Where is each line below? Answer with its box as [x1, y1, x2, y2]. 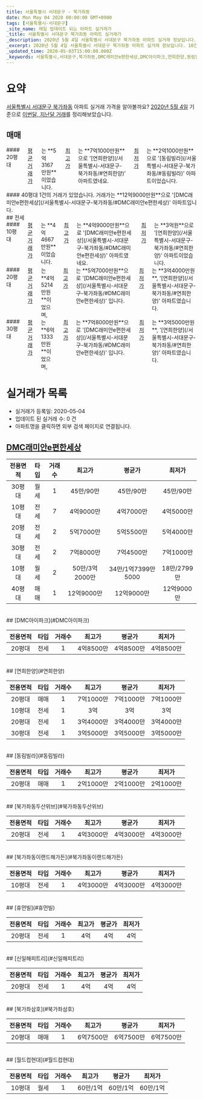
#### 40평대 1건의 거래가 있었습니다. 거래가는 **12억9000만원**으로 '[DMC [6, 191, 188, 198]
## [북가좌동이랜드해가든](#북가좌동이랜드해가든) [6, 854, 123, 861]
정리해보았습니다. [72, 110, 113, 118]
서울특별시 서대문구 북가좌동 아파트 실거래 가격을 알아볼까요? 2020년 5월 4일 [6, 103, 188, 110]
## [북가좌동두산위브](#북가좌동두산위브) [6, 803, 104, 810]
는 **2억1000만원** [146, 147, 194, 154]
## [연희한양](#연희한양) [6, 667, 65, 675]
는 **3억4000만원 [152, 267, 195, 274]
